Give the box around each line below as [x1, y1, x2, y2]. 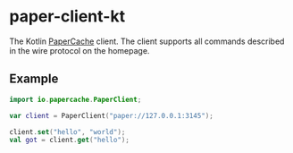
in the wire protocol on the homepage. [9, 45, 150, 55]
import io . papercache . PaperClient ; [9, 95, 142, 104]
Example [9, 72, 59, 87]
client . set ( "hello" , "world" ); [9, 127, 126, 136]
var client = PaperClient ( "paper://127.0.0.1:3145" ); [9, 111, 214, 120]
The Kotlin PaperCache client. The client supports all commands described [9, 36, 285, 47]
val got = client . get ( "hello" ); [9, 136, 130, 145]
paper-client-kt [9, 6, 126, 27]
